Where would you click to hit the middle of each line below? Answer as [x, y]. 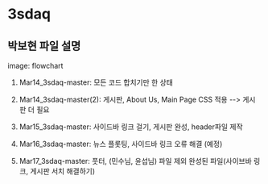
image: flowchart [35, 66]
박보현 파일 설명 [44, 46]
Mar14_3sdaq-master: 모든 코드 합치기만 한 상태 [96, 82]
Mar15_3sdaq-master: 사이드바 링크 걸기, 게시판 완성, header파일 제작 [131, 127]
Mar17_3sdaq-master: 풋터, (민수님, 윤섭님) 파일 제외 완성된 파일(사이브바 [136, 161]
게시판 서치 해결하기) [63, 171]
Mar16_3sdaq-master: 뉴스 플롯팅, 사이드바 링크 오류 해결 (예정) [121, 144]
